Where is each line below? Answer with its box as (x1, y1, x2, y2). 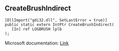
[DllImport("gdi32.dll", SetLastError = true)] (5, 17, 108, 22)
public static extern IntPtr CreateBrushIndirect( (5, 22, 114, 27)
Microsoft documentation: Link (5, 40, 69, 46)
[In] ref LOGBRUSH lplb (11, 27, 62, 32)
